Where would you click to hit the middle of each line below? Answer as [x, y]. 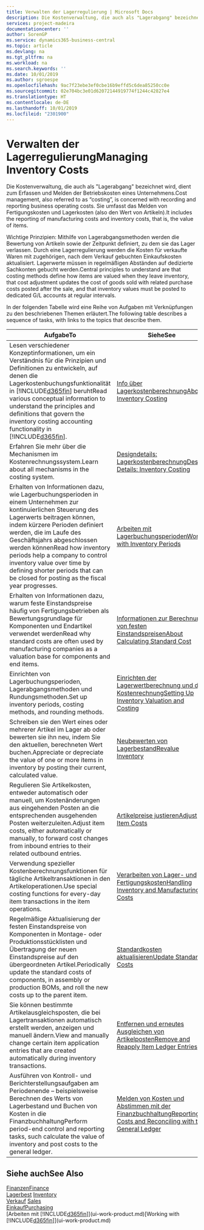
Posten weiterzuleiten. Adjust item [57, 823]
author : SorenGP [27, 35]
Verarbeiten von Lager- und [157, 875]
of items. [17, 225]
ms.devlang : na [25, 52]
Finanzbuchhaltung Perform [49, 1122]
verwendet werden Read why [50, 634]
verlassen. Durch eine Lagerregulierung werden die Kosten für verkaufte [97, 250]
